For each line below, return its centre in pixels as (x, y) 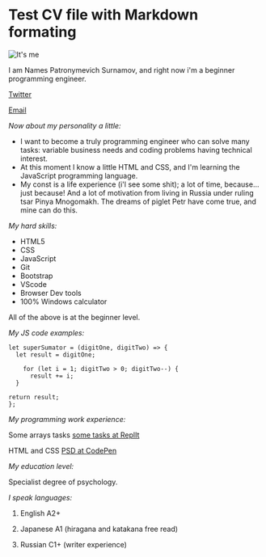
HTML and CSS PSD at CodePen (63, 450)
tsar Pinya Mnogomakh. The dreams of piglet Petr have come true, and (138, 201)
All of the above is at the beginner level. (74, 317)
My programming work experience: (67, 419)
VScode (33, 284)
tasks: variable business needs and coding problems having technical (136, 150)
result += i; (52, 376)
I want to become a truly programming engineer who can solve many (135, 141)
